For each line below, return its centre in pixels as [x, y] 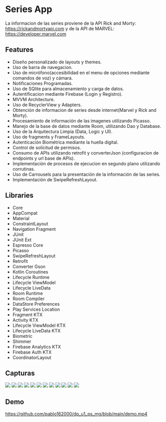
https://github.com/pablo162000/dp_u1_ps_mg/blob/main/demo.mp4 [76, 414]
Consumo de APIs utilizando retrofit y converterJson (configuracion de [86, 153]
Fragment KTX [27, 314]
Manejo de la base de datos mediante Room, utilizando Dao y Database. [87, 126]
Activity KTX [25, 320]
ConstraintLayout [30, 224]
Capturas [20, 373]
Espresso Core [28, 245]
